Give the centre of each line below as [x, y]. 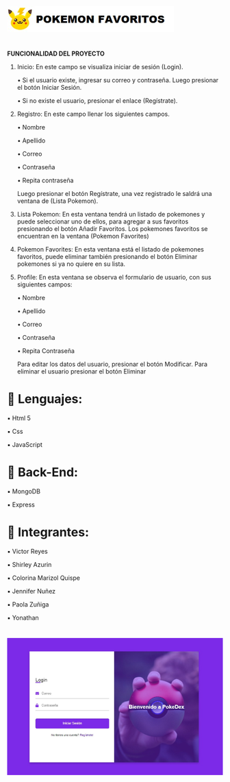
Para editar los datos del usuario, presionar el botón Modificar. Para [112, 364]
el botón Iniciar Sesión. [49, 88]
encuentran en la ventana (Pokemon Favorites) [83, 236]
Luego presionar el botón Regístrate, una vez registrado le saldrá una [114, 194]
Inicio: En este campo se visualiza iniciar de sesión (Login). [100, 67]
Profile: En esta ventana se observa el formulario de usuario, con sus [114, 278]
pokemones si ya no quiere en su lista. [71, 264]
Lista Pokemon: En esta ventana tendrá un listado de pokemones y [111, 215]
